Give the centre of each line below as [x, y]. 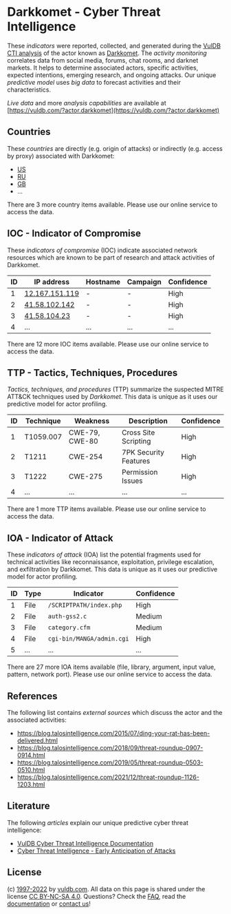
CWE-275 [86, 477]
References [32, 696]
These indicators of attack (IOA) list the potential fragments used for [104, 554]
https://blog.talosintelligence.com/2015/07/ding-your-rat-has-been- [113, 733]
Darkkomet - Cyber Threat [84, 12]
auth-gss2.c [67, 616]
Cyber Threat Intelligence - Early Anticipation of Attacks [96, 851]
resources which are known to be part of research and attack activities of [111, 257]
